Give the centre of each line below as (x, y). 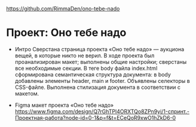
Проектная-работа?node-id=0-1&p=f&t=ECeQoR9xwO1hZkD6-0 (95, 117)
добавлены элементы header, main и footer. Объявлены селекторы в (102, 80)
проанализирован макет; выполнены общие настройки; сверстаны (101, 61)
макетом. (27, 93)
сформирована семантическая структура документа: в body (93, 75)
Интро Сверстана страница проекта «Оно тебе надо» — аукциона (99, 49)
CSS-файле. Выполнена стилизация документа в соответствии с (98, 87)
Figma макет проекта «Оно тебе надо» (64, 105)
